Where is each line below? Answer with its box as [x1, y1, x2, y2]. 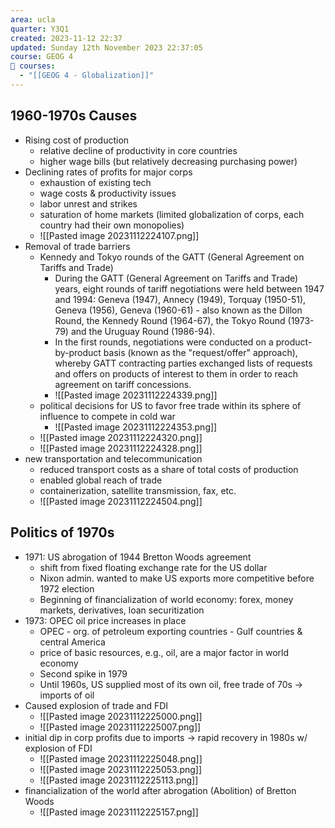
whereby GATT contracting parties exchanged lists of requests [54, 357, 313, 369]
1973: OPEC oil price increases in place [24, 614, 187, 626]
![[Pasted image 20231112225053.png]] [39, 763, 203, 775]
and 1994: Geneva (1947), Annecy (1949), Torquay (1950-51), [54, 293, 307, 305]
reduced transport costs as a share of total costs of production [39, 463, 299, 475]
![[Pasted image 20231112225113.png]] [39, 774, 199, 786]
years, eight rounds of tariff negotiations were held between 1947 [54, 282, 325, 295]
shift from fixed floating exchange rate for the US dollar [39, 561, 268, 573]
